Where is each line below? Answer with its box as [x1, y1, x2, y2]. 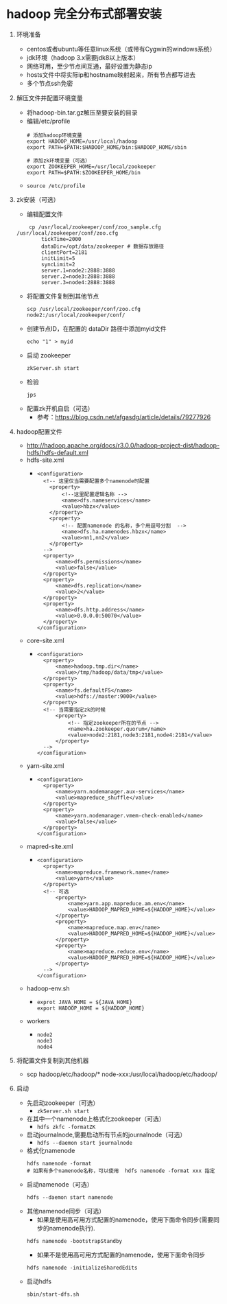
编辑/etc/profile [26, 117, 71, 125]
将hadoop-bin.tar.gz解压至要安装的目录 [26, 108, 138, 117]
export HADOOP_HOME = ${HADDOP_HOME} [36, 1005, 145, 1012]
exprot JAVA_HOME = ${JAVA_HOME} [36, 999, 133, 1005]
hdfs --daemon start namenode [26, 1194, 114, 1201]
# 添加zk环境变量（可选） [26, 157, 91, 164]
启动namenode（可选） [26, 1180, 93, 1188]
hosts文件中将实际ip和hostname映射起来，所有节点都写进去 [26, 70, 196, 79]
